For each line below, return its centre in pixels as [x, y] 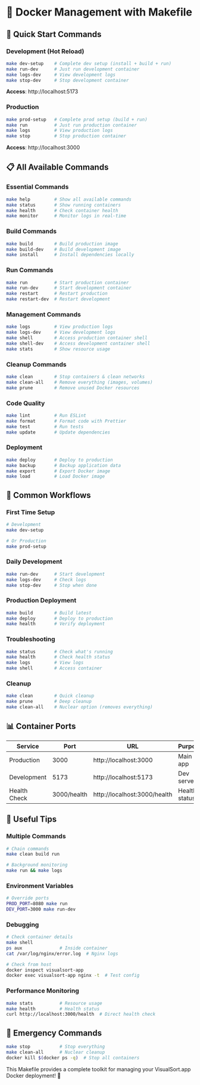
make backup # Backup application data [63, 465]
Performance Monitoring [43, 991]
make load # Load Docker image [56, 477]
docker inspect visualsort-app [45, 970]
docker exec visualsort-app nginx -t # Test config [73, 976]
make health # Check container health [62, 210]
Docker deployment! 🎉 [34, 1075]
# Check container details [40, 937]
